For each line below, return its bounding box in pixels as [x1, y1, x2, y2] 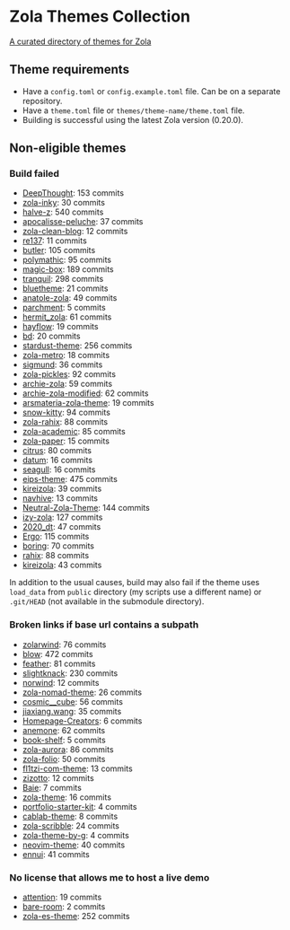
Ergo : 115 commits [22, 531, 90, 542]
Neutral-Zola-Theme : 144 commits [22, 503, 150, 513]
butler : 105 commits [22, 245, 96, 256]
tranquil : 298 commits [22, 274, 104, 285]
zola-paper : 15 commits [22, 435, 110, 446]
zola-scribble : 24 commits [22, 820, 119, 831]
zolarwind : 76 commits [22, 639, 107, 650]
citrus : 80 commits [22, 445, 92, 456]
